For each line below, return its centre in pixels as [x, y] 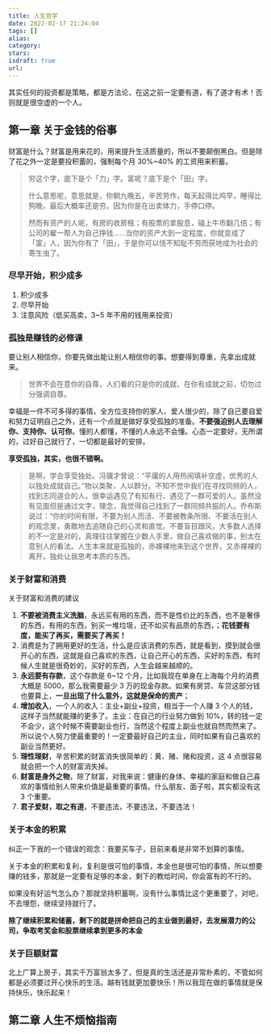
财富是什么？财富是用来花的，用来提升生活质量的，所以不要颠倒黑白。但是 [132, 151]
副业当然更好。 [45, 746]
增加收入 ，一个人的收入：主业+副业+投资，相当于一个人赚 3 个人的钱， [138, 706]
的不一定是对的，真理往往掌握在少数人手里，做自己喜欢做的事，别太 [141, 536]
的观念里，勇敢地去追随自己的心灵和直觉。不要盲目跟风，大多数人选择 [145, 526]
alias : [19, 38]
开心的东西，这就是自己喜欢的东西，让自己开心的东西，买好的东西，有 [137, 656]
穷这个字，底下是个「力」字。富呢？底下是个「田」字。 [120, 178]
